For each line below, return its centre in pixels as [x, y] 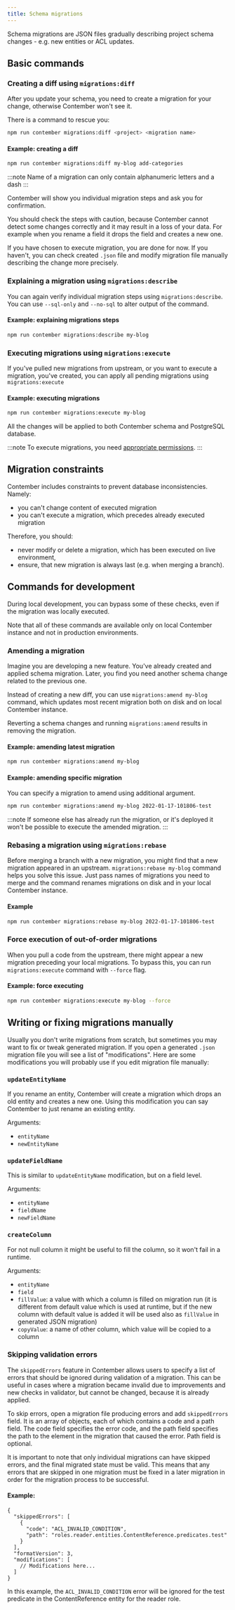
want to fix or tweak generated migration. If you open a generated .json [111, 1047]
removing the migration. [42, 730]
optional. [20, 1443]
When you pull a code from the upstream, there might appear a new [105, 955]
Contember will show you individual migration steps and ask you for [105, 198]
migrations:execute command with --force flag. [77, 970]
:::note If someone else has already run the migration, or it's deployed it [110, 820]
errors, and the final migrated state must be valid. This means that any [109, 1464]
